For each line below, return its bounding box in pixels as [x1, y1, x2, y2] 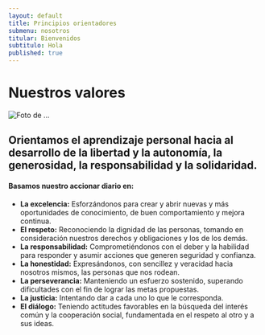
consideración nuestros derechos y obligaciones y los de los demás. [19, 233, 248, 243]
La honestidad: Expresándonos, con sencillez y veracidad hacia [19, 259, 234, 268]
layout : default [8, 11, 63, 20]
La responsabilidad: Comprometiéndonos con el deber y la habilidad [19, 242, 250, 251]
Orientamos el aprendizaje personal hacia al [8, 133, 234, 147]
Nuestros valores [8, 84, 126, 102]
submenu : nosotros [8, 27, 70, 35]
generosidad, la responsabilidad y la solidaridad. [8, 158, 258, 173]
